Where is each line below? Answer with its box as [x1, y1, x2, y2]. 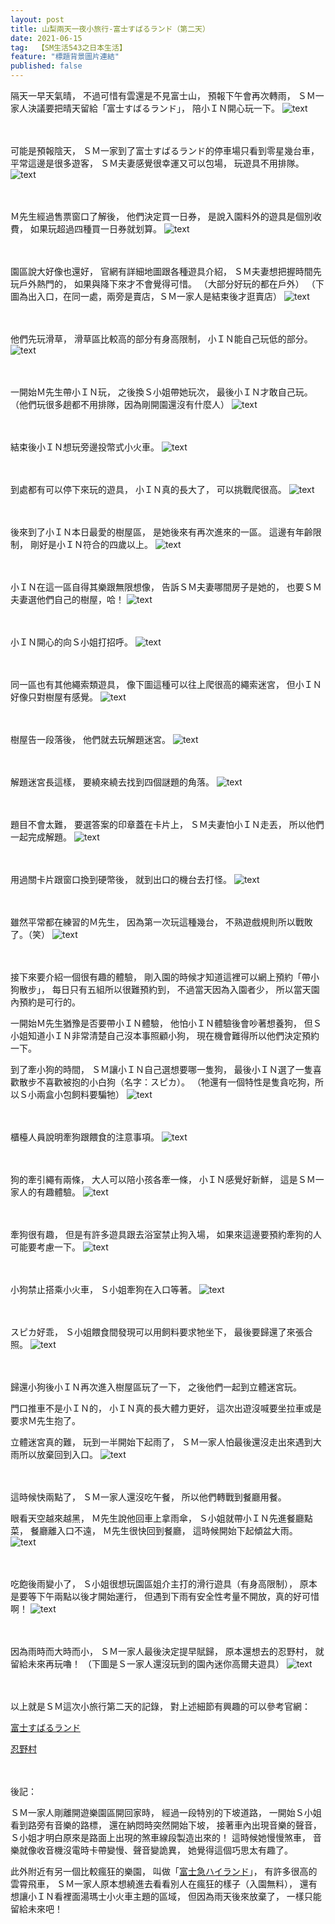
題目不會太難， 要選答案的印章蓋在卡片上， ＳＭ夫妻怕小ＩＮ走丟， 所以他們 [10, 819, 325, 830]
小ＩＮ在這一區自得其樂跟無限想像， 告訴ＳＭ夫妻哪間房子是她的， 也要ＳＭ [10, 581, 322, 593]
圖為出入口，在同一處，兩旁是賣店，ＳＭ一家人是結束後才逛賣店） [10, 291, 282, 302]
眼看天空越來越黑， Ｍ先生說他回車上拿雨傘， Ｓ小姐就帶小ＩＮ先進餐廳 [10, 1512, 305, 1524]
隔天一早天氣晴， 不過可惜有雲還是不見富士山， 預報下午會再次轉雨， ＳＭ [10, 90, 316, 101]
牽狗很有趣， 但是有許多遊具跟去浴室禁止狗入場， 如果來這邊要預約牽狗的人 [10, 1229, 322, 1240]
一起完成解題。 [10, 831, 72, 843]
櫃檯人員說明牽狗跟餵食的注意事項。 [10, 1131, 160, 1143]
